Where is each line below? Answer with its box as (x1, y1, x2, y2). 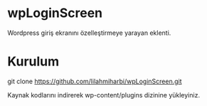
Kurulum (7, 53, 60, 70)
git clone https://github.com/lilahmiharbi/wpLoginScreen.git (7, 77, 182, 85)
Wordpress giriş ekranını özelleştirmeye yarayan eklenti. (7, 28, 171, 37)
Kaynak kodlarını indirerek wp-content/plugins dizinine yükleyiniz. (7, 90, 201, 99)
